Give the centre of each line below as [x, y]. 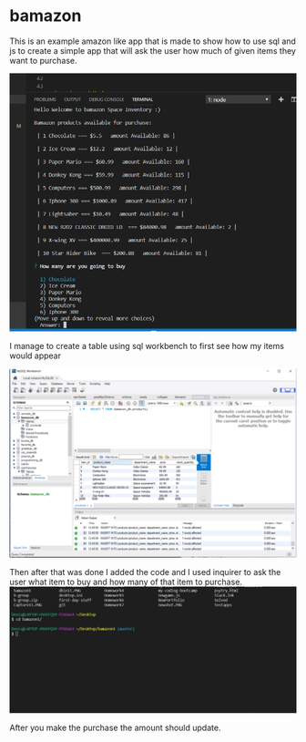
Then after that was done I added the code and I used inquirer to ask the [145, 572]
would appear [36, 356]
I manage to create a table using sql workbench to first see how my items [147, 346]
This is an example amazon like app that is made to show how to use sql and [153, 41]
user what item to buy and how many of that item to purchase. [126, 582]
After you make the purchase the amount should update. [115, 728]
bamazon [46, 16]
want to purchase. [43, 60]
